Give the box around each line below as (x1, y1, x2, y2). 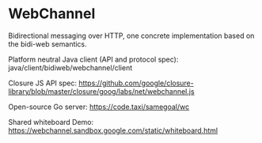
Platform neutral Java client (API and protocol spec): (8, 55, 179, 64)
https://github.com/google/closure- (78, 78, 194, 88)
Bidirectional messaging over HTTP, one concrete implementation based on (8, 31, 255, 40)
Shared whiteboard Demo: (8, 117, 94, 126)
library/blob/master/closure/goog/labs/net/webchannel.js (8, 86, 196, 96)
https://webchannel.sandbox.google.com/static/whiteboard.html (8, 126, 218, 135)
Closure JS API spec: (8, 78, 78, 88)
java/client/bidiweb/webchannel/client (8, 62, 133, 72)
